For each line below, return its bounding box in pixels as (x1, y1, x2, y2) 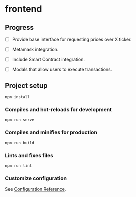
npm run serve (5, 117, 35, 123)
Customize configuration (5, 175, 67, 182)
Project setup (5, 81, 48, 90)
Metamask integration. (12, 46, 59, 53)
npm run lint (5, 163, 32, 168)
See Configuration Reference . (5, 186, 66, 192)
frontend (5, 3, 42, 15)
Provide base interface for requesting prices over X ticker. (12, 36, 132, 42)
